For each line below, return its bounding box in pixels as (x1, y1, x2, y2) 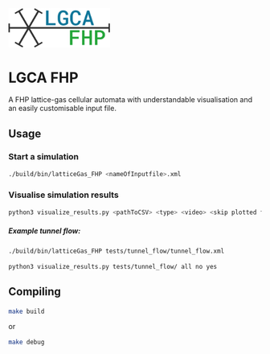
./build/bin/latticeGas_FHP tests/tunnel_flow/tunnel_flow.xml (8, 247, 225, 255)
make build (8, 307, 45, 315)
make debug (8, 338, 45, 347)
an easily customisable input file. (8, 104, 117, 113)
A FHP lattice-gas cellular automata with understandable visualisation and (8, 95, 253, 105)
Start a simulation (8, 150, 79, 162)
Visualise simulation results (8, 189, 119, 200)
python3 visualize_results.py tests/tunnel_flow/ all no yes (8, 262, 218, 270)
